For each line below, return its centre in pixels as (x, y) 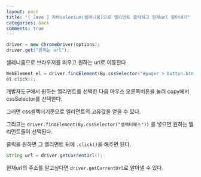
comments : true (25, 28)
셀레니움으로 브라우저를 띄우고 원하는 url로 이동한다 (66, 62)
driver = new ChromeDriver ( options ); (53, 45)
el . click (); (21, 79)
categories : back (28, 23)
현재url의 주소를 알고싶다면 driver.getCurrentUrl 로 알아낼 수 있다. (85, 167)
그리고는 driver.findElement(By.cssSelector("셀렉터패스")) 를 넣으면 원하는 (97, 124)
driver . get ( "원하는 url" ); (38, 50)
